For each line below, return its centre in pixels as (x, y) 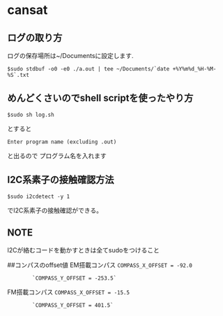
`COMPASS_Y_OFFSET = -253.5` (75, 278)
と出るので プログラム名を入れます (57, 155)
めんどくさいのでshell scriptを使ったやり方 (100, 98)
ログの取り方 (35, 37)
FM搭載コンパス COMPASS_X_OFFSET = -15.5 (69, 292)
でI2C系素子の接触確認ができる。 (55, 210)
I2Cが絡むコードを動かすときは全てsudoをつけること (84, 250)
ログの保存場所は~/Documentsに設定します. (70, 56)
